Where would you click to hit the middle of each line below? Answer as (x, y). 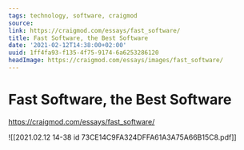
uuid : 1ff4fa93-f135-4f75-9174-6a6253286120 (84, 53)
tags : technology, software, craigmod (73, 16)
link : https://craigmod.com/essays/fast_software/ (94, 30)
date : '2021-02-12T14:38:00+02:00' (68, 45)
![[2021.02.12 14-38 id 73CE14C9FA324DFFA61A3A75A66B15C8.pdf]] (123, 137)
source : (21, 23)
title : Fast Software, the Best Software (78, 38)
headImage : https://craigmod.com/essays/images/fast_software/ (116, 61)
